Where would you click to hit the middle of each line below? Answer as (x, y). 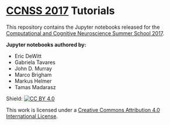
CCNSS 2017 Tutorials (60, 11)
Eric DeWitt (28, 56)
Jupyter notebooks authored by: (46, 45)
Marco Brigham (33, 75)
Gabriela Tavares (35, 62)
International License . (32, 116)
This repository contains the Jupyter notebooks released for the (83, 27)
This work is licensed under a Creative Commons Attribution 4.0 (83, 110)
